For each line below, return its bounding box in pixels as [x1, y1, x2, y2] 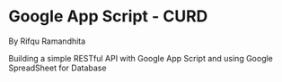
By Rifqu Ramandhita [8, 36, 86, 46]
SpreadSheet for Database [8, 62, 107, 73]
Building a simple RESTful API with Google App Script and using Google [8, 53, 273, 63]
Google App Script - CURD [8, 6, 208, 27]
